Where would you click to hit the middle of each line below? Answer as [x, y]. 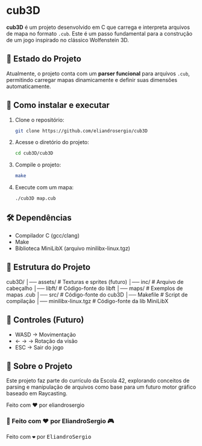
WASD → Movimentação [46, 334]
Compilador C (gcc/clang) [47, 235]
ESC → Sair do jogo [39, 347]
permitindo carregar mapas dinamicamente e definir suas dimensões [92, 80]
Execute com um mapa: [44, 187]
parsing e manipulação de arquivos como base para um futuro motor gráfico [101, 387]
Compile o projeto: [38, 165]
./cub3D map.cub [35, 199]
